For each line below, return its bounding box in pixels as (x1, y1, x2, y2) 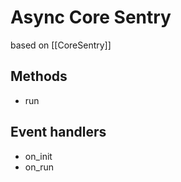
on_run (24, 161, 55, 173)
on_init (24, 150, 53, 162)
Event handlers (10, 124, 107, 141)
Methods (10, 68, 68, 85)
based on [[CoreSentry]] (10, 39, 112, 51)
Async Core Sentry (10, 6, 172, 29)
